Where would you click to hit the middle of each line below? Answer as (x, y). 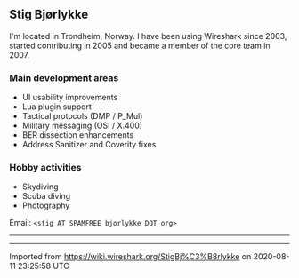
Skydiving (40, 187)
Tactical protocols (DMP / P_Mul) (82, 116)
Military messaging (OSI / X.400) (82, 126)
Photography (46, 206)
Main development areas (64, 77)
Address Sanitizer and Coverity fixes (89, 145)
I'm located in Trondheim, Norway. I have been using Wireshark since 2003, (148, 36)
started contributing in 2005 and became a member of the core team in (140, 45)
